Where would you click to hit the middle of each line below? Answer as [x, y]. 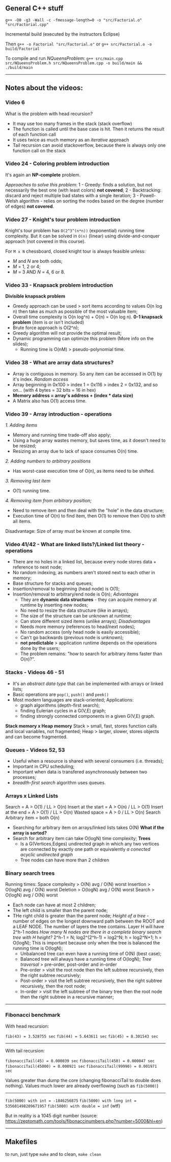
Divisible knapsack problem [35, 296]
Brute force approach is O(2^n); [46, 328]
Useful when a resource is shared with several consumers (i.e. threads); [88, 761]
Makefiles [21, 1142]
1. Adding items [21, 425]
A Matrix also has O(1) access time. [50, 401]
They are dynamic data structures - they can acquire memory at [88, 600]
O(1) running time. [32, 491]
